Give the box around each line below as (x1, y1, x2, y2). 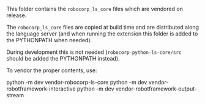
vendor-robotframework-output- (115, 85, 198, 92)
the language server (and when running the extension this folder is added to (6, 30, 198, 37)
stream (6, 92, 24, 98)
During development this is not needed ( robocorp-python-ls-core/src (6, 48, 182, 56)
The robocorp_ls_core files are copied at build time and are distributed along (6, 24, 199, 31)
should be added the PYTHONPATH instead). (6, 55, 121, 62)
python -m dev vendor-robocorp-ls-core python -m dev (6, 79, 147, 86)
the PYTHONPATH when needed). (6, 37, 92, 43)
